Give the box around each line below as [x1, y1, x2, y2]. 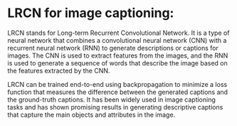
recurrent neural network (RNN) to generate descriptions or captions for [7, 43, 218, 52]
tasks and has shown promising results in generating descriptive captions [7, 103, 223, 111]
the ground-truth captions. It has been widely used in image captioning [7, 95, 216, 104]
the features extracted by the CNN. [7, 66, 110, 75]
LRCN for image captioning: [7, 5, 174, 21]
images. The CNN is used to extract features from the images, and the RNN [7, 51, 228, 60]
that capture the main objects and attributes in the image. [7, 110, 176, 119]
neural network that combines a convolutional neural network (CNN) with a [7, 36, 227, 44]
